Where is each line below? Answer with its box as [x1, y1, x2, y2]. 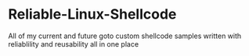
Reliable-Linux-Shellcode [8, 5, 177, 23]
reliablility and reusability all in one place [8, 39, 139, 48]
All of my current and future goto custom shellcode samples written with [8, 31, 242, 40]
